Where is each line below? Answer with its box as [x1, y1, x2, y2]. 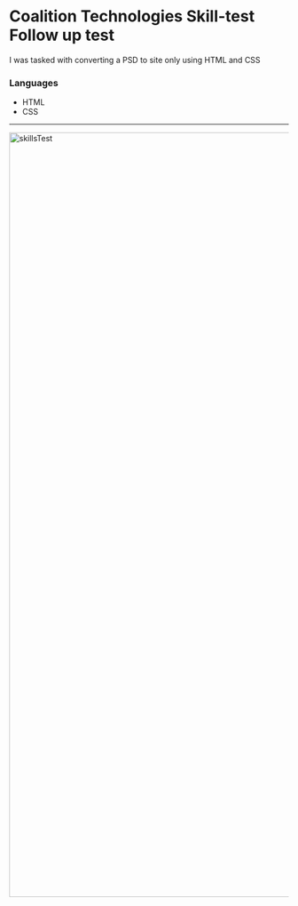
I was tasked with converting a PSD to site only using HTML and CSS [9, 54, 261, 65]
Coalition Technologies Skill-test [9, 6, 255, 27]
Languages [9, 76, 59, 89]
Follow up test [9, 25, 115, 45]
